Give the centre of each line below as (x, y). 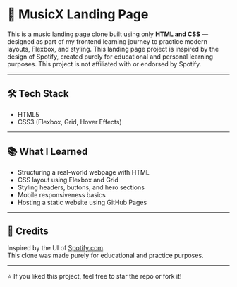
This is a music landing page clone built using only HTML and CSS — (108, 34)
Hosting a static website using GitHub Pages (82, 202)
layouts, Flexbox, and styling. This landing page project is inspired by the (113, 49)
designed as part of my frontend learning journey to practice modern (108, 41)
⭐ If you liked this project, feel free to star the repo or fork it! (95, 276)
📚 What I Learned (48, 152)
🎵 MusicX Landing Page (78, 14)
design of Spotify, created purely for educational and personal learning (110, 57)
